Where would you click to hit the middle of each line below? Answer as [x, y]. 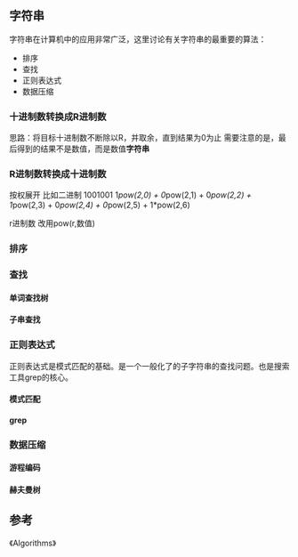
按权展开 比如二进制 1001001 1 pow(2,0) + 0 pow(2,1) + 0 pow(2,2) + [130, 195]
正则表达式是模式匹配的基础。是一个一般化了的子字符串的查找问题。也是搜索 [149, 366]
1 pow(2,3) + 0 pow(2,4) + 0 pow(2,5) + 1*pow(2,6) [100, 205]
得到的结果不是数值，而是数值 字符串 [83, 149]
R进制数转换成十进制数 [58, 174]
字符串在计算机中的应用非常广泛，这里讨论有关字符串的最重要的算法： [138, 39]
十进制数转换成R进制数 [58, 117]
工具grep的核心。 [41, 377]
